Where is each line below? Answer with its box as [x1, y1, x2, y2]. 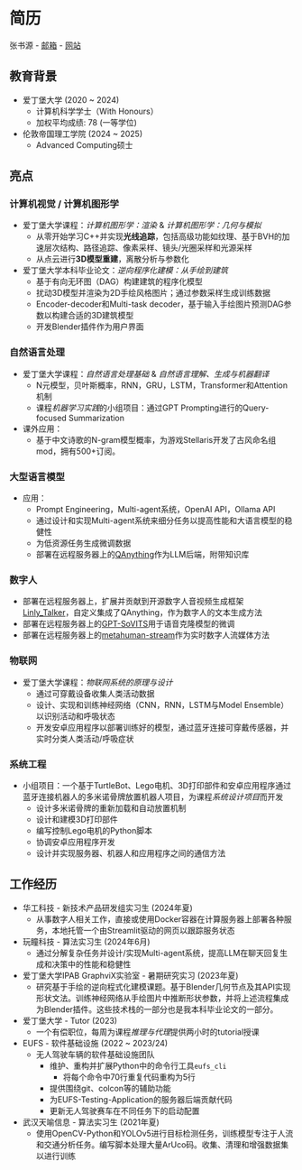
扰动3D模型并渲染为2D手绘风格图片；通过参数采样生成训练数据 [35, 288, 270, 299]
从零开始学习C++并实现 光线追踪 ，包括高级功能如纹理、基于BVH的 [35, 231, 282, 242]
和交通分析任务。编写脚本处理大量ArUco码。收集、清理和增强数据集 [35, 1138, 289, 1150]
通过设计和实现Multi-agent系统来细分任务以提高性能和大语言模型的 [35, 515, 285, 526]
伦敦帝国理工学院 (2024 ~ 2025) [22, 128, 143, 139]
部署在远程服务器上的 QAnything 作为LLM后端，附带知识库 [35, 549, 250, 560]
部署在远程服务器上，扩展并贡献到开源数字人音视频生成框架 [22, 596, 244, 607]
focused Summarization [35, 412, 124, 423]
